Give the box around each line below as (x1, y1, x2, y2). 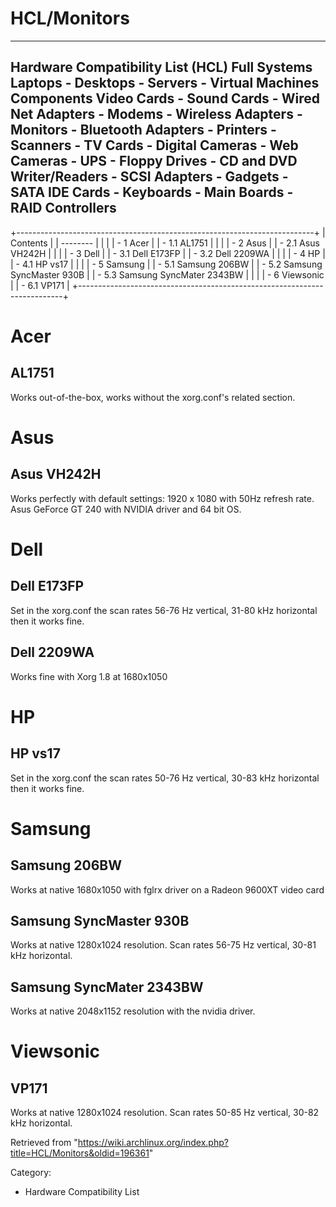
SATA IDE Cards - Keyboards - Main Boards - (10, 184, 294, 201)
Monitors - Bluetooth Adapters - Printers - (10, 122, 277, 139)
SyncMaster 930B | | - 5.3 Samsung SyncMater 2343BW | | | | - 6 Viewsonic (10, 268, 325, 281)
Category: (10, 1167, 52, 1179)
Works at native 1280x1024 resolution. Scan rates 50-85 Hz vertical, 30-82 (10, 1107, 320, 1119)
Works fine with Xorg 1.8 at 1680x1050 (10, 670, 168, 682)
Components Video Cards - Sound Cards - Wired (10, 90, 320, 107)
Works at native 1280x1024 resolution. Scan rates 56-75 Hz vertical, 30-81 (10, 939, 317, 951)
